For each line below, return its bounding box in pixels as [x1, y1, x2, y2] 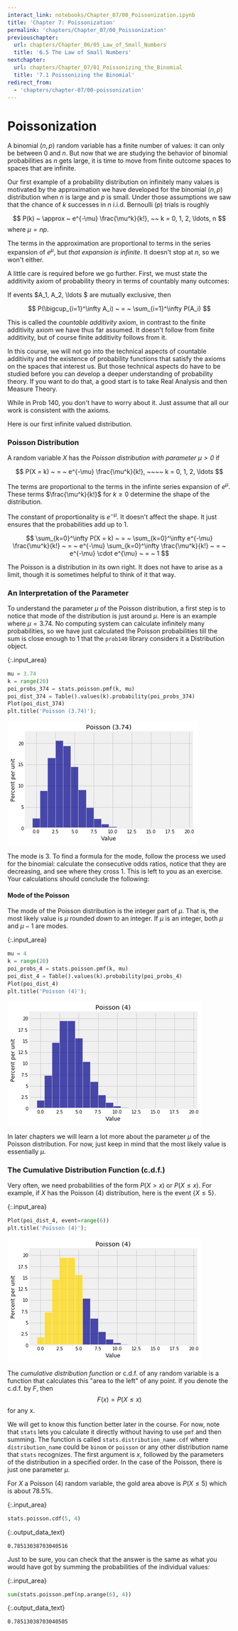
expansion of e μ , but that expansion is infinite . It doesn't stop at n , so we [7, 247, 220, 256]
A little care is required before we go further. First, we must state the [7, 269, 207, 277]
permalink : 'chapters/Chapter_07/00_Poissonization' [7, 26, 167, 33]
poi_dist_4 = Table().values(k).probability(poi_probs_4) [7, 972, 183, 980]
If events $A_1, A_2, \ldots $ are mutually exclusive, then [7, 290, 171, 298]
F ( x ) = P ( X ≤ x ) [97, 1395, 142, 1404]
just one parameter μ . [7, 1465, 70, 1474]
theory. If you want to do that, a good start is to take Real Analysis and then [7, 377, 227, 385]
